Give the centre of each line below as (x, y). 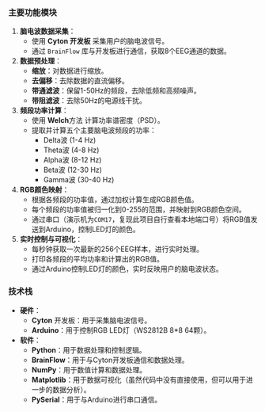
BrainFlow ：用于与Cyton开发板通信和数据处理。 (110, 360)
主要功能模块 (33, 12)
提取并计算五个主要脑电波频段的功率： (94, 130)
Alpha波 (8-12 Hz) (72, 160)
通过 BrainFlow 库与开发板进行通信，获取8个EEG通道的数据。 (131, 51)
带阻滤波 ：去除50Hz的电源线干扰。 (89, 101)
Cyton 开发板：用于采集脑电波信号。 (91, 320)
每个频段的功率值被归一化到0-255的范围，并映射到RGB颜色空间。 (139, 210)
